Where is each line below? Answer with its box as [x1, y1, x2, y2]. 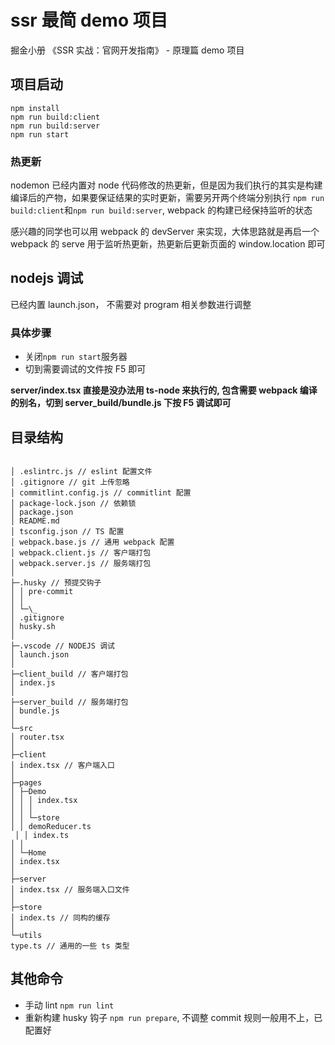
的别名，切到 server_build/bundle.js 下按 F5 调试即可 [10, 397, 232, 409]
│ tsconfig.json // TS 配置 [10, 526, 125, 536]
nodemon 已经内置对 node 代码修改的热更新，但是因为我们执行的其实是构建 [10, 179, 323, 191]
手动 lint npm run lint [24, 999, 115, 1011]
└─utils [10, 930, 43, 940]
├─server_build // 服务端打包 [10, 697, 129, 707]
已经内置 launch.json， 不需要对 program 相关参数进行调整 [10, 298, 252, 310]
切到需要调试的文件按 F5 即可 [24, 363, 147, 375]
